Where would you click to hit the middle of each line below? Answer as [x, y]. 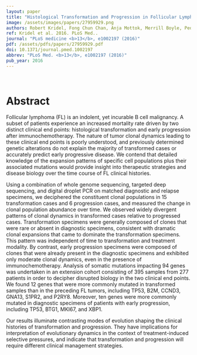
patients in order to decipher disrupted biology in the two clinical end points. [98, 278]
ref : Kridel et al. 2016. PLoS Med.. [52, 33]
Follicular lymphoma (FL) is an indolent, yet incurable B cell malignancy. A [95, 117]
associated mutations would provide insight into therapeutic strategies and [96, 167]
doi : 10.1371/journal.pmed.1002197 [50, 50]
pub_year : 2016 [25, 60]
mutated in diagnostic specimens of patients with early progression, [88, 303]
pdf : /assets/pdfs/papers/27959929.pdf [55, 45]
